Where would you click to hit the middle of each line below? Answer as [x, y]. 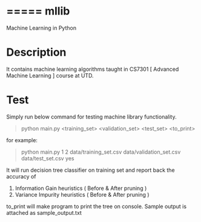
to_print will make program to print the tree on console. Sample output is [96, 206]
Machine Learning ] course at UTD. [50, 75]
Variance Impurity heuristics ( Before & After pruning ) [82, 194]
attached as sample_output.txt [44, 212]
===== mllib [38, 11]
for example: [22, 140]
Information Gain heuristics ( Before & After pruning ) [81, 188]
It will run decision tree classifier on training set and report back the [91, 170]
